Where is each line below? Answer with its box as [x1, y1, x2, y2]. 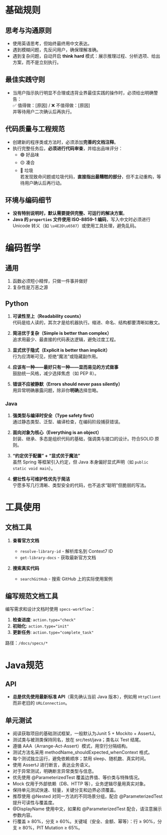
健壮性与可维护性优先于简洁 [12, 476, 70, 482]
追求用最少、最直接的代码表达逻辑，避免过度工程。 [12, 336, 119, 342]
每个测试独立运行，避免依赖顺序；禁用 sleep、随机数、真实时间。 [12, 756, 149, 762]
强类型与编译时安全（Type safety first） [12, 412, 97, 418]
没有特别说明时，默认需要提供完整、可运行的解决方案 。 [12, 210, 127, 216]
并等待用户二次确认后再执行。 [12, 109, 74, 115]
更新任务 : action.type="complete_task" [12, 629, 94, 635]
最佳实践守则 [5, 75, 45, 84]
